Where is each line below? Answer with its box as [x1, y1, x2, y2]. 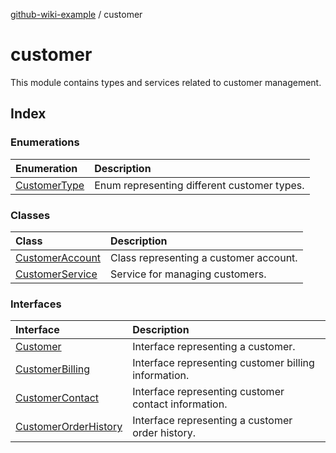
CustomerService [15, 267, 98, 281]
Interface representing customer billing [132, 356, 315, 370]
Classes [10, 208, 51, 222]
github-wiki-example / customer [10, 9, 143, 20]
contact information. [132, 397, 228, 411]
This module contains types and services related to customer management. [10, 76, 322, 88]
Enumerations [10, 135, 80, 149]
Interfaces [10, 297, 62, 311]
